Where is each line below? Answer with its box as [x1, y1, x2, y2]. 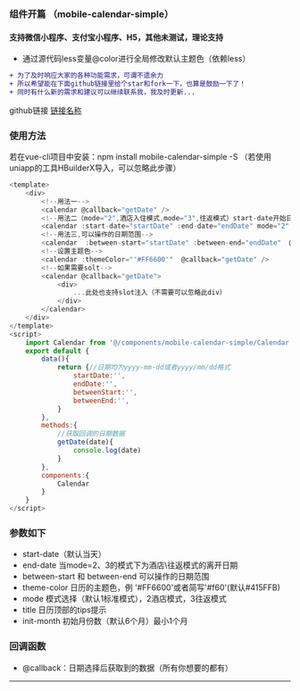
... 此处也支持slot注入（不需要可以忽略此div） [72, 288, 227, 297]
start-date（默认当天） [21, 549, 106, 560]
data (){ [41, 354, 70, 363]
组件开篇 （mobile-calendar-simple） [9, 7, 174, 20]
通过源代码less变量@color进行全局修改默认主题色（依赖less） [21, 54, 251, 64]
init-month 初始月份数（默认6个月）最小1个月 [21, 616, 188, 627]
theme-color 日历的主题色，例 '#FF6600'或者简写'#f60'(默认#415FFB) [21, 582, 281, 593]
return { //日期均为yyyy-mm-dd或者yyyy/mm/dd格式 [56, 363, 230, 372]
